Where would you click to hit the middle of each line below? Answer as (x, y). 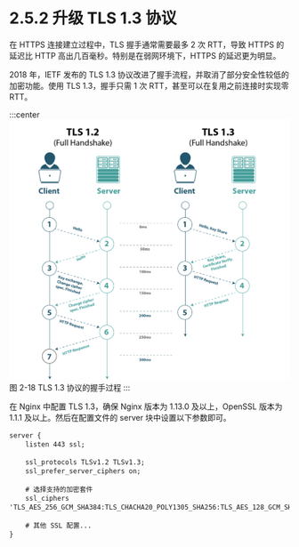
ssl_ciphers (47, 499)
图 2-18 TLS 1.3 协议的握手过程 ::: (70, 388)
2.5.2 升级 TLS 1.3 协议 (93, 18)
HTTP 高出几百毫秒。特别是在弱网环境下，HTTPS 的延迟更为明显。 (158, 55)
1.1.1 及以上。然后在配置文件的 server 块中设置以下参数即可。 (120, 418)
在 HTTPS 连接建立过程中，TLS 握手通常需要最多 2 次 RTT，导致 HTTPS (141, 44)
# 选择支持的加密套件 (59, 490)
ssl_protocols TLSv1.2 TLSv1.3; (85, 463)
